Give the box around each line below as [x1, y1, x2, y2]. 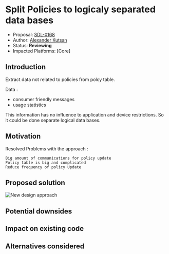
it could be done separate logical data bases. [5, 117, 101, 123]
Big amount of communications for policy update [5, 155, 111, 161]
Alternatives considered [5, 242, 85, 250]
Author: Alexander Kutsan [12, 37, 68, 43]
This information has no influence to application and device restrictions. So [5, 111, 164, 118]
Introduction [5, 63, 46, 71]
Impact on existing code [5, 224, 84, 233]
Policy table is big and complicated [5, 160, 86, 165]
